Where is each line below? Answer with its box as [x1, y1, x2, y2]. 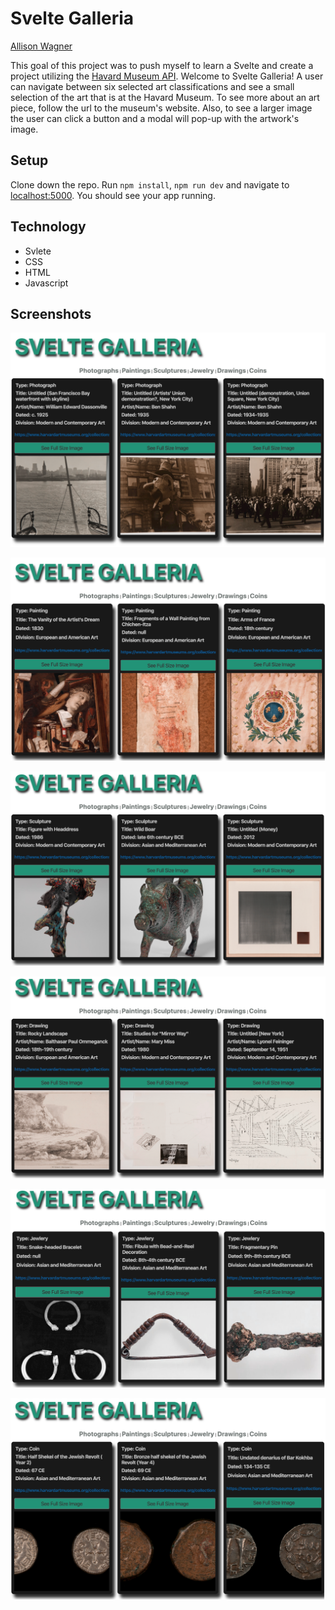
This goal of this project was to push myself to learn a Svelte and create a [10, 59, 314, 71]
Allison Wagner [10, 40, 73, 52]
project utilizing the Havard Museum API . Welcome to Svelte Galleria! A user [10, 70, 324, 82]
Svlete [24, 245, 52, 257]
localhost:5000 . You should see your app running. [10, 189, 216, 201]
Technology [10, 218, 87, 236]
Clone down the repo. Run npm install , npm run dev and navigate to [10, 178, 290, 191]
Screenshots [10, 305, 92, 322]
